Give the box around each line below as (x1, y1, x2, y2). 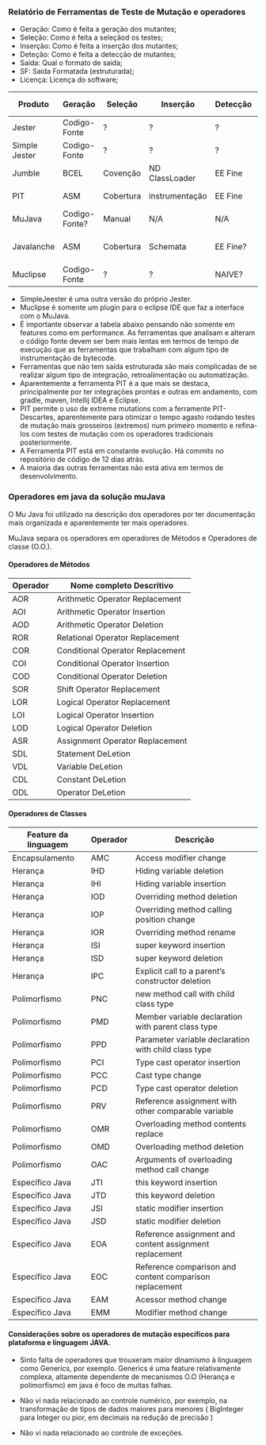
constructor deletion (135, 976, 211, 986)
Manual (102, 214, 131, 225)
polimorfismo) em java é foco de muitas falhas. (19, 1381, 173, 1390)
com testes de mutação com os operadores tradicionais (31, 430, 214, 439)
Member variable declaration (135, 1011, 243, 1022)
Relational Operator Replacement (56, 632, 180, 643)
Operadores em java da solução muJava (8, 491, 165, 503)
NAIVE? (215, 269, 243, 280)
